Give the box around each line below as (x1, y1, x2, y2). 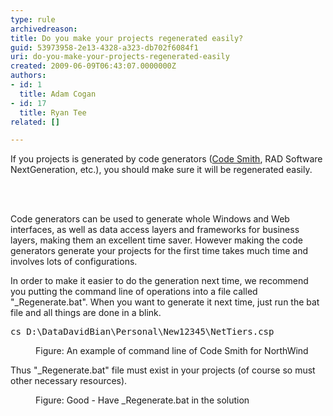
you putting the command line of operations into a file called (10, 286, 258, 298)
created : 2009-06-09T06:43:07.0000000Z (10, 61, 177, 71)
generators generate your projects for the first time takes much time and (10, 245, 308, 257)
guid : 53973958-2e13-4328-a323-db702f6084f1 (10, 42, 199, 53)
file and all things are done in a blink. (10, 307, 162, 319)
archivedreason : (10, 24, 78, 34)
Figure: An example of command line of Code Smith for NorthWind (35, 345, 309, 357)
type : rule (10, 14, 56, 25)
